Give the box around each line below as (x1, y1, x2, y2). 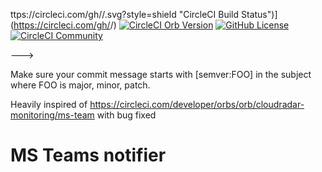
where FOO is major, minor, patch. (10, 79, 151, 91)
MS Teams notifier (10, 144, 167, 167)
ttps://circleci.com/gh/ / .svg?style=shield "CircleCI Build (10, 9, 240, 20)
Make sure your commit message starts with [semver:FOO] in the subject (10, 69, 312, 80)
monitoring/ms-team (10, 109, 95, 121)
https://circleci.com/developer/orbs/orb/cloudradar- (89, 99, 305, 110)
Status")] (241, 9, 278, 20)
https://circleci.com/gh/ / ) (13, 19, 117, 31)
